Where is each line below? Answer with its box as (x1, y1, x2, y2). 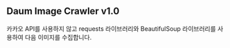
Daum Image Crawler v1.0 (6, 5, 120, 17)
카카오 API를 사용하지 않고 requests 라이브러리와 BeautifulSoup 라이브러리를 (6, 24, 216, 33)
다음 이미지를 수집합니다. (24, 33, 92, 41)
